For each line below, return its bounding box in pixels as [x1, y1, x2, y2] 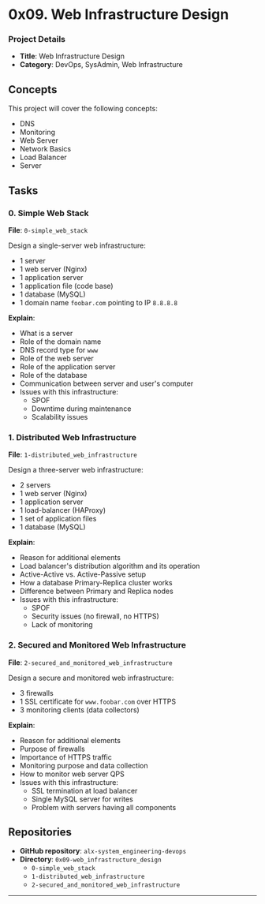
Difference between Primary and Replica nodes [19, 586, 174, 596]
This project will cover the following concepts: [8, 104, 158, 114]
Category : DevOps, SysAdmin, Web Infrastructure [19, 60, 183, 69]
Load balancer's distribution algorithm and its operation [19, 562, 200, 571]
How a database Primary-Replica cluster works [19, 578, 173, 588]
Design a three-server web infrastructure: [8, 465, 144, 475]
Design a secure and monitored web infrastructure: [8, 673, 174, 682]
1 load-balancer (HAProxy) [19, 506, 106, 515]
